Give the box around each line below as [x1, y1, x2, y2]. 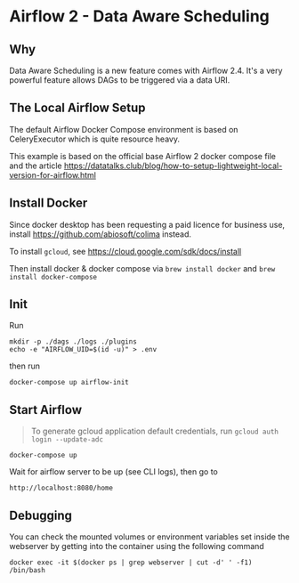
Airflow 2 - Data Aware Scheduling [9, 6, 270, 27]
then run [9, 360, 41, 371]
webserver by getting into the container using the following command [9, 541, 264, 552]
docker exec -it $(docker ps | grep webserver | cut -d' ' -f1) [9, 558, 253, 567]
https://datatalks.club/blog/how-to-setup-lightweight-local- [63, 160, 283, 171]
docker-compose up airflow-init [9, 378, 129, 387]
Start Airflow [9, 402, 83, 417]
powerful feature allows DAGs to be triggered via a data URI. [9, 75, 230, 85]
